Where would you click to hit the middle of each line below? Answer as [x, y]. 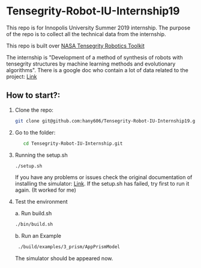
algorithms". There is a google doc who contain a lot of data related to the [97, 70]
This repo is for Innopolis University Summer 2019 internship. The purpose [98, 28]
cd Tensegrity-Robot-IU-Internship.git [73, 143]
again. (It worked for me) [46, 190]
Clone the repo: [34, 110]
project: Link [22, 76]
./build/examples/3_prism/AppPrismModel [69, 247]
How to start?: [33, 95]
